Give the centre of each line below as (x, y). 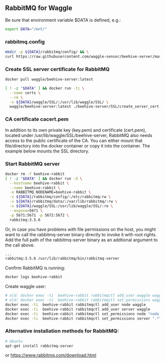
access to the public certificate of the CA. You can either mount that (74, 141)
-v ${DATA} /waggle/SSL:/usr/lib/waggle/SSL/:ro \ (61, 206)
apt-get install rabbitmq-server (39, 346)
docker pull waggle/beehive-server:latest (49, 79)
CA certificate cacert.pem (37, 119)
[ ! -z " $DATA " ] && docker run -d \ (44, 179)
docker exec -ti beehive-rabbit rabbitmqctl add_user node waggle (76, 305)
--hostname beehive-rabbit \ (39, 183)
